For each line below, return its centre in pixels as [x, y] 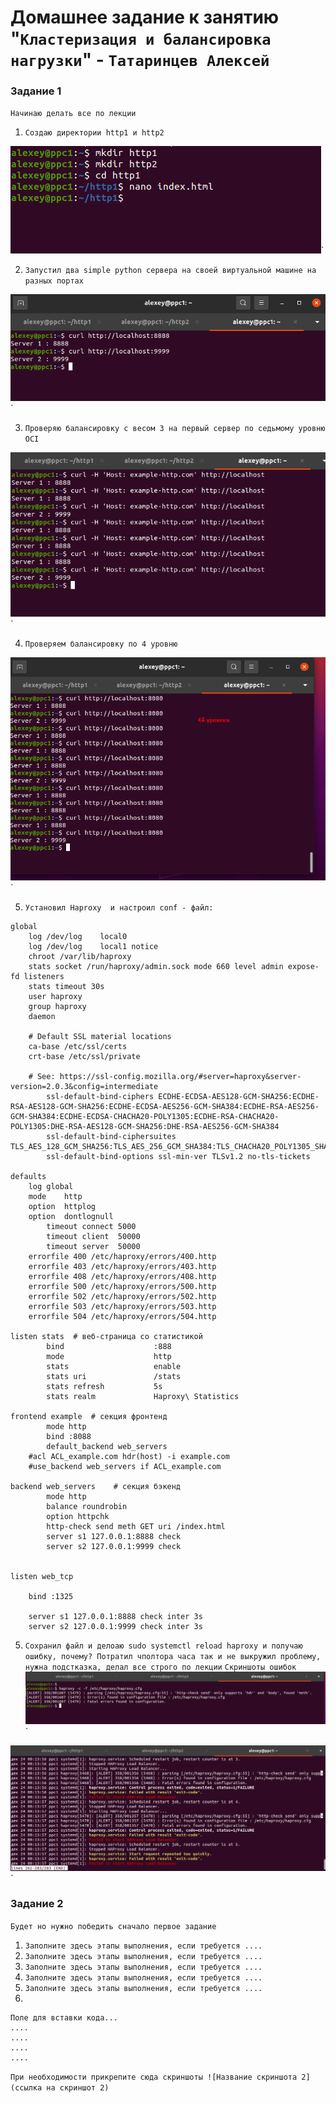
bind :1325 [51, 1596]
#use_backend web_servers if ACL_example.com [125, 1466]
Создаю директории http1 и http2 [94, 133]
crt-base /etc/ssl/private [84, 1056]
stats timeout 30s [66, 986]
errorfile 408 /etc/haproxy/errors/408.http [122, 1276]
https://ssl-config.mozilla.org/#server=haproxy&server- [180, 1076]
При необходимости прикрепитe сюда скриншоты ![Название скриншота [154, 2077]
